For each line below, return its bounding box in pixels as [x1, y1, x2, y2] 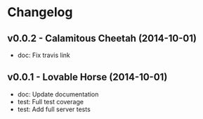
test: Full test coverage [17, 97, 84, 106]
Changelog [7, 4, 73, 20]
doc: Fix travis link [17, 51, 70, 59]
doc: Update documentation [17, 89, 99, 99]
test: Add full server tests [17, 105, 91, 113]
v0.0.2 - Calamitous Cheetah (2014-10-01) [7, 32, 197, 44]
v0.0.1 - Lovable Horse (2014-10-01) [7, 71, 168, 83]
